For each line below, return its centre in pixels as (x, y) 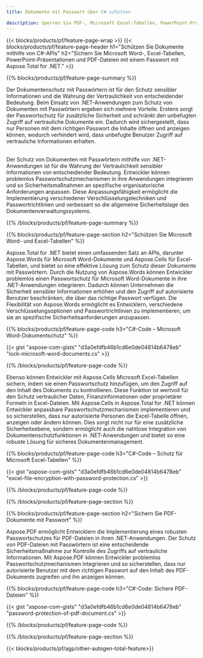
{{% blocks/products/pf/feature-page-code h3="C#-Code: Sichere (90, 588)
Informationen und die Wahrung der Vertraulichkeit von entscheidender (95, 96)
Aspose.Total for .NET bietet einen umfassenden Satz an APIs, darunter (95, 253)
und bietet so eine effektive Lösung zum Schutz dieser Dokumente (113, 265)
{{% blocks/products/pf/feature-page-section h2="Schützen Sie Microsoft (99, 234)
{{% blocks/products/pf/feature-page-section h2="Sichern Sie (85, 513)
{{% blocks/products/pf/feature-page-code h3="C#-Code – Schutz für (95, 453)
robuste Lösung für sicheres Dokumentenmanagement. (75, 441)
